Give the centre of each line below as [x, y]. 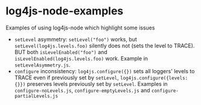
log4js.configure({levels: [154, 78]
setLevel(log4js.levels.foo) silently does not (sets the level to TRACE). [104, 46]
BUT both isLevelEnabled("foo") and [61, 52]
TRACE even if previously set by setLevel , [66, 77]
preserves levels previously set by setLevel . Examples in [97, 84]
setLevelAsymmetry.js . [42, 65]
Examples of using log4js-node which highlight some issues [80, 28]
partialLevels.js [36, 96]
